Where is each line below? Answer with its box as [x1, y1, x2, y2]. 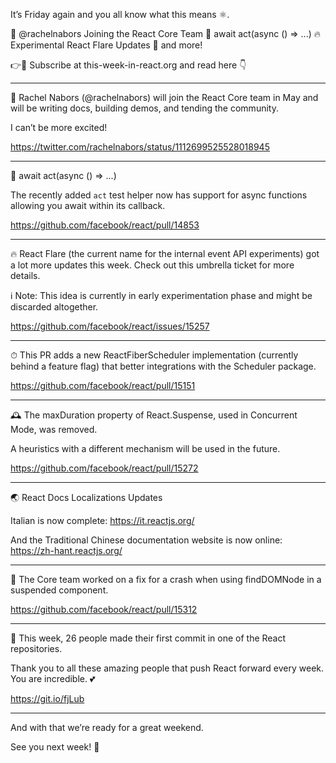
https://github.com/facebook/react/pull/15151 [10, 380, 196, 391]
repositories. [10, 643, 63, 654]
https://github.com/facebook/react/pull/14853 [10, 219, 200, 231]
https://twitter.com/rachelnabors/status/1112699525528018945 [10, 141, 270, 153]
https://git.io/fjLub [10, 693, 85, 704]
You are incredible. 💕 [10, 673, 96, 684]
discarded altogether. [10, 301, 99, 313]
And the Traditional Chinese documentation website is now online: [10, 534, 283, 546]
